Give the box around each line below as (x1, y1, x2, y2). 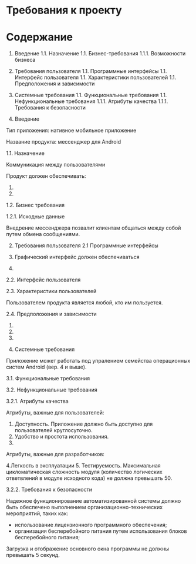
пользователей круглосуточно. (14, 427, 93, 434)
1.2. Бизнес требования (6, 201, 65, 209)
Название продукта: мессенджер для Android (6, 138, 121, 145)
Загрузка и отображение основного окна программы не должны (6, 545, 169, 552)
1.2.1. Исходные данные (6, 213, 65, 220)
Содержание (6, 31, 73, 44)
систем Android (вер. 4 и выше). (6, 363, 87, 371)
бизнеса (14, 57, 36, 64)
